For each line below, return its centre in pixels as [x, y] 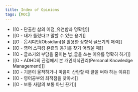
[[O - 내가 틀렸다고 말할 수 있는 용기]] [49, 35]
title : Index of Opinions [32, 10]
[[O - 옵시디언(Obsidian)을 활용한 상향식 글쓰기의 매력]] [67, 42]
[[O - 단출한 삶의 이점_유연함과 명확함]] [51, 29]
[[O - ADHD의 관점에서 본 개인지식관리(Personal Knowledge [73, 60]
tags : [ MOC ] [18, 14]
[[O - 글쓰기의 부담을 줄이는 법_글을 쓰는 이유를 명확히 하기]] [72, 54]
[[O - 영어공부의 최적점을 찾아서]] [45, 78]
